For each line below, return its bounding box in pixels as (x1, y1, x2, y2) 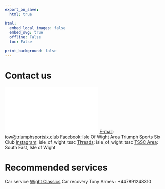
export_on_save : (5, 7, 39, 12)
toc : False (9, 39, 32, 45)
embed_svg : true (9, 30, 43, 35)
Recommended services (5, 162, 108, 173)
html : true (9, 12, 32, 17)
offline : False (9, 35, 41, 40)
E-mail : (99, 128, 114, 134)
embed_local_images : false (9, 25, 66, 30)
